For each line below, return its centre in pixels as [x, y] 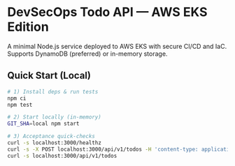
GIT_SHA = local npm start [43, 124]
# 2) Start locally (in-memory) [54, 117]
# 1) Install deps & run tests [53, 91]
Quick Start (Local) [49, 76]
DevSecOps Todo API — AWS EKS [107, 12]
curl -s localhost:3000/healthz [54, 143]
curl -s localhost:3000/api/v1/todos [62, 156]
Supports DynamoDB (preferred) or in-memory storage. [87, 54]
